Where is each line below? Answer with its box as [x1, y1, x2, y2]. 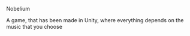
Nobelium [6, 5, 30, 12]
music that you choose [6, 23, 63, 30]
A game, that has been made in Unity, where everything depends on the [6, 17, 184, 23]
